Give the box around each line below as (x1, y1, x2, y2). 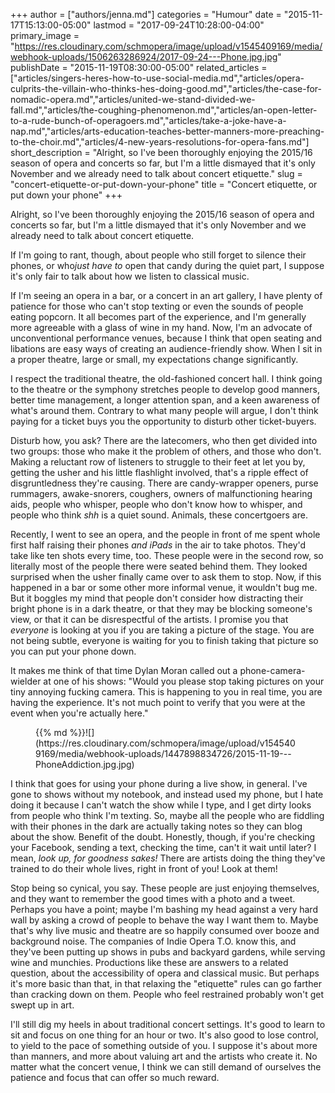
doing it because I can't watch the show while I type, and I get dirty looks (10, 799, 312, 811)
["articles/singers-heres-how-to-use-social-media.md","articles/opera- (10, 72, 305, 84)
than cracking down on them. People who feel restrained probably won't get (10, 989, 325, 1000)
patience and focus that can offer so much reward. (10, 1072, 220, 1083)
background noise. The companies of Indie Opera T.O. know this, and (10, 935, 297, 947)
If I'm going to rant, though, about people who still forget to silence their (10, 249, 307, 261)
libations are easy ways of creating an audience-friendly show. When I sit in (10, 343, 323, 354)
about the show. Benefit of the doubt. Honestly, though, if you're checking (10, 831, 316, 843)
